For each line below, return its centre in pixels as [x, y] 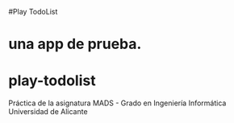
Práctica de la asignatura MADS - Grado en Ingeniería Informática [117, 103]
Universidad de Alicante [48, 112]
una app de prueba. [75, 44]
